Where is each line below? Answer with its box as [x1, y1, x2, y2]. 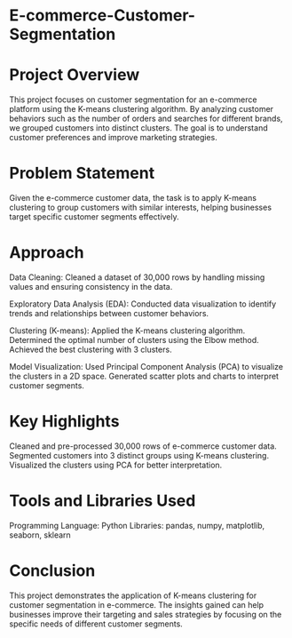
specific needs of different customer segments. [9, 618, 184, 629]
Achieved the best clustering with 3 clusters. [9, 344, 172, 355]
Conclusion [9, 561, 96, 581]
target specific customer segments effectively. [9, 211, 179, 222]
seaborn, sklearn [9, 530, 71, 540]
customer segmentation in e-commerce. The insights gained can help [9, 599, 264, 610]
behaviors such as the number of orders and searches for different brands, [9, 113, 283, 124]
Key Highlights [9, 411, 120, 432]
